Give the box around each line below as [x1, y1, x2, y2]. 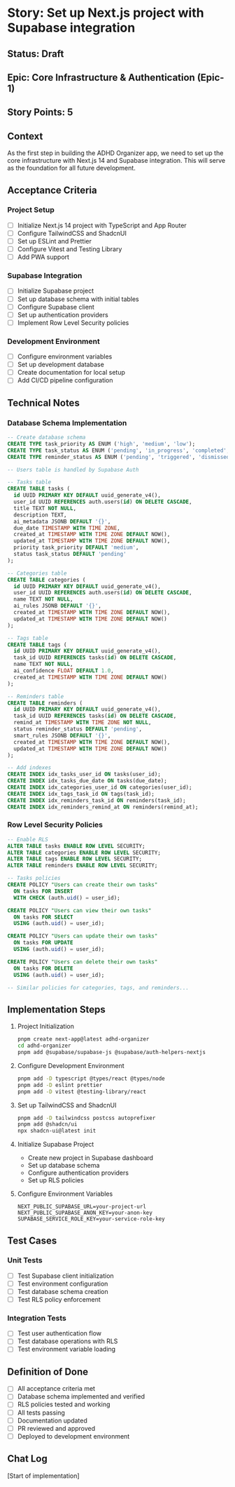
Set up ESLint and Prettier [17, 236, 92, 245]
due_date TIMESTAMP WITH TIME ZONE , [13, 524, 120, 531]
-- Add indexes [7, 764, 52, 771]
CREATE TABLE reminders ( [7, 700, 83, 707]
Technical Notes [7, 396, 80, 408]
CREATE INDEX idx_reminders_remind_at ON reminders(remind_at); [7, 803, 199, 811]
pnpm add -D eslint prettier [17, 1081, 103, 1088]
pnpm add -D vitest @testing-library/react [17, 1088, 147, 1095]
